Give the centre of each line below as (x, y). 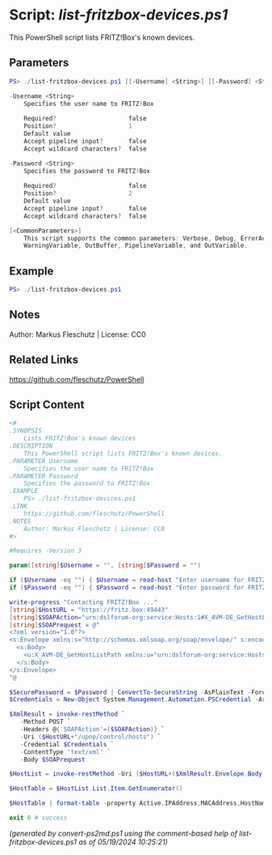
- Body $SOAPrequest (52, 759)
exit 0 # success (38, 818)
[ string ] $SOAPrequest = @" (54, 625)
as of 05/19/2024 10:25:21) (123, 842)
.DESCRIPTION (31, 446)
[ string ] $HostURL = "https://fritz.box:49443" (89, 610)
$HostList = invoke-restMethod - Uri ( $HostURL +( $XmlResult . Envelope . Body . (138, 774)
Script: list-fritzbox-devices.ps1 (119, 15)
